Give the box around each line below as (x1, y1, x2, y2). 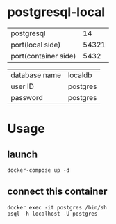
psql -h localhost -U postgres (7, 210, 98, 217)
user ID (10, 81, 35, 91)
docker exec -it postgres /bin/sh (7, 204, 108, 211)
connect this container (7, 186, 108, 198)
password (10, 93, 43, 102)
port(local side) (10, 40, 61, 49)
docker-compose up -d (7, 166, 70, 174)
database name (10, 70, 61, 80)
